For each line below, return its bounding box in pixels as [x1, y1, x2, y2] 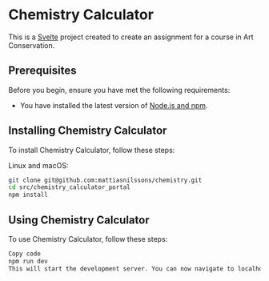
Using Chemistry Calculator [8, 213, 150, 227]
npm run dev [8, 257, 48, 265]
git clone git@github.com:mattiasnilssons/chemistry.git [8, 176, 203, 184]
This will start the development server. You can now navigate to [8, 264, 235, 273]
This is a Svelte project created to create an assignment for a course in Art [8, 32, 254, 42]
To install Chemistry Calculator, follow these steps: [8, 145, 175, 155]
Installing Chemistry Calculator [8, 124, 167, 138]
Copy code [8, 250, 42, 258]
